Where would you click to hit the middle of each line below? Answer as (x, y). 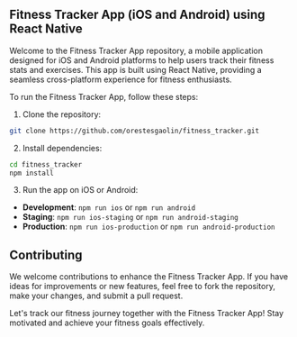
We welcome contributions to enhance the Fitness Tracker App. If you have (149, 277)
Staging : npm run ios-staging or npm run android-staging (130, 217)
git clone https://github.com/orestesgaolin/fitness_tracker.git (134, 131)
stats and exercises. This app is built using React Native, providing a (136, 69)
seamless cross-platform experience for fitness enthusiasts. (121, 79)
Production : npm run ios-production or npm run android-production (148, 227)
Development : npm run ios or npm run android (109, 207)
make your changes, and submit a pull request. (96, 296)
